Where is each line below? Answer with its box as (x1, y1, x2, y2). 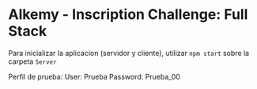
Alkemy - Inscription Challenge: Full (8, 6, 248, 24)
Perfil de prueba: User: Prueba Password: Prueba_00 (8, 72, 180, 81)
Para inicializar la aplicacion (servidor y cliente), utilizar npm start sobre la (8, 48, 250, 57)
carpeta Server (8, 57, 57, 66)
